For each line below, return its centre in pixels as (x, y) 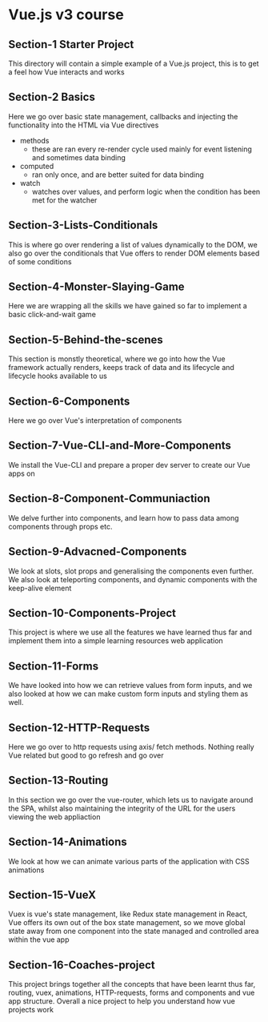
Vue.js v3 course (66, 15)
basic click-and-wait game (52, 315)
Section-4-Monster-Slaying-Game (97, 287)
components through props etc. (61, 526)
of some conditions (40, 261)
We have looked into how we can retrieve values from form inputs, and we (130, 686)
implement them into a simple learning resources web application (116, 641)
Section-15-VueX (52, 895)
